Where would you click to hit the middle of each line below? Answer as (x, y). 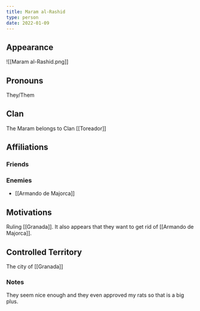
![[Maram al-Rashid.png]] (37, 62)
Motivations (29, 212)
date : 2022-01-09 (28, 23)
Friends (17, 165)
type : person (22, 17)
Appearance (30, 47)
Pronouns (25, 81)
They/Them (20, 95)
